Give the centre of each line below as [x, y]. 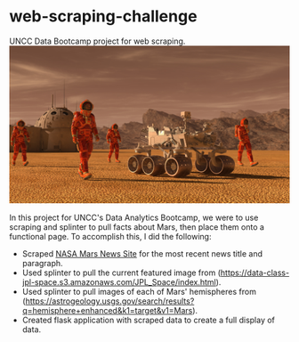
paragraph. [43, 264]
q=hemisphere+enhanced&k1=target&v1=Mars [107, 311]
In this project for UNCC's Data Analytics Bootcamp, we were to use [134, 218]
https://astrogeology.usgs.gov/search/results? [110, 301]
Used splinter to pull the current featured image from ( [121, 273]
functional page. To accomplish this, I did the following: [110, 237]
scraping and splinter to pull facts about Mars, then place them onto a [137, 227]
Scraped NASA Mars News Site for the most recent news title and [142, 254]
